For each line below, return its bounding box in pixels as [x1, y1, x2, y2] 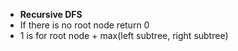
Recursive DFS [19, 9, 83, 20]
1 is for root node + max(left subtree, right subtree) [19, 30, 229, 41]
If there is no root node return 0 [19, 19, 150, 31]
